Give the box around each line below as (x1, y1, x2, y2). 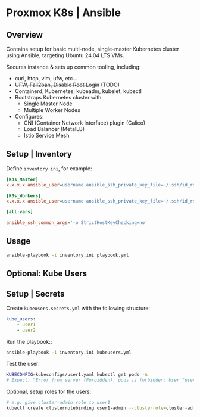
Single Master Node (23, 100, 73, 107)
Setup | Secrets (6, 289, 65, 299)
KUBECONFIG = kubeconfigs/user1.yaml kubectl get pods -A (6, 372, 148, 378)
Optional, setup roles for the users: (6, 388, 92, 396)
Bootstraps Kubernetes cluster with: (14, 94, 103, 101)
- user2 (17, 327, 36, 333)
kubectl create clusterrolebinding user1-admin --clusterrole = (6, 405, 167, 411)
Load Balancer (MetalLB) (23, 126, 85, 132)
